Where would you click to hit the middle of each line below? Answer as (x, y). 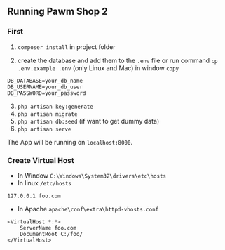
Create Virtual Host (41, 160)
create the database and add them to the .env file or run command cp (117, 60)
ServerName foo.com (48, 228)
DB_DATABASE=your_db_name (45, 81)
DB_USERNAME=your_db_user (45, 87)
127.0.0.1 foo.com (34, 196)
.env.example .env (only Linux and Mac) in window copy (98, 68)
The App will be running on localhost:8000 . (70, 142)
